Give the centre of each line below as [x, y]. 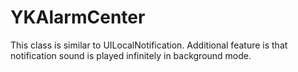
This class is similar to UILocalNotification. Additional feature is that [149, 45]
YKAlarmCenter [78, 17]
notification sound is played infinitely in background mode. [131, 55]
